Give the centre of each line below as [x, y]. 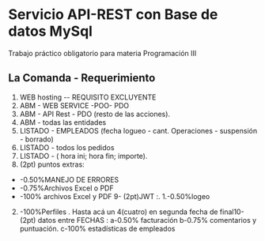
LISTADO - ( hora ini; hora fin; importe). [83, 156]
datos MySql [51, 31]
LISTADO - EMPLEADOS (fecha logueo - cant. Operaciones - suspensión [138, 130]
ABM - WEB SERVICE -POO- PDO [74, 105]
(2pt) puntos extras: [52, 164]
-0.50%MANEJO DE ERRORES [69, 179]
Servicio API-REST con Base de [113, 15]
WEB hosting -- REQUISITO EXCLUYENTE [88, 97]
